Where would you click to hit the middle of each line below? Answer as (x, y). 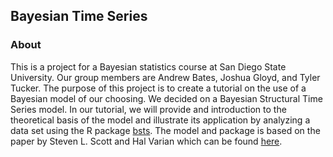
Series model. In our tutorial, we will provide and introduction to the (148, 109)
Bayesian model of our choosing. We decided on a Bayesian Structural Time (166, 98)
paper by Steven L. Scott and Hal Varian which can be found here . (146, 141)
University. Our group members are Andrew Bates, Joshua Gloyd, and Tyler (165, 77)
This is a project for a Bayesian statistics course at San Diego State (148, 66)
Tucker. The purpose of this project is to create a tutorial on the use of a (158, 88)
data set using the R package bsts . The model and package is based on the (165, 130)
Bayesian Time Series (79, 16)
